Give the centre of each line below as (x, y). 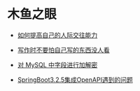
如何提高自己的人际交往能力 (57, 35)
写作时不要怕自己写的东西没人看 (63, 50)
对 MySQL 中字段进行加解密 (57, 64)
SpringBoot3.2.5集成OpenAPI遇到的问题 (75, 79)
